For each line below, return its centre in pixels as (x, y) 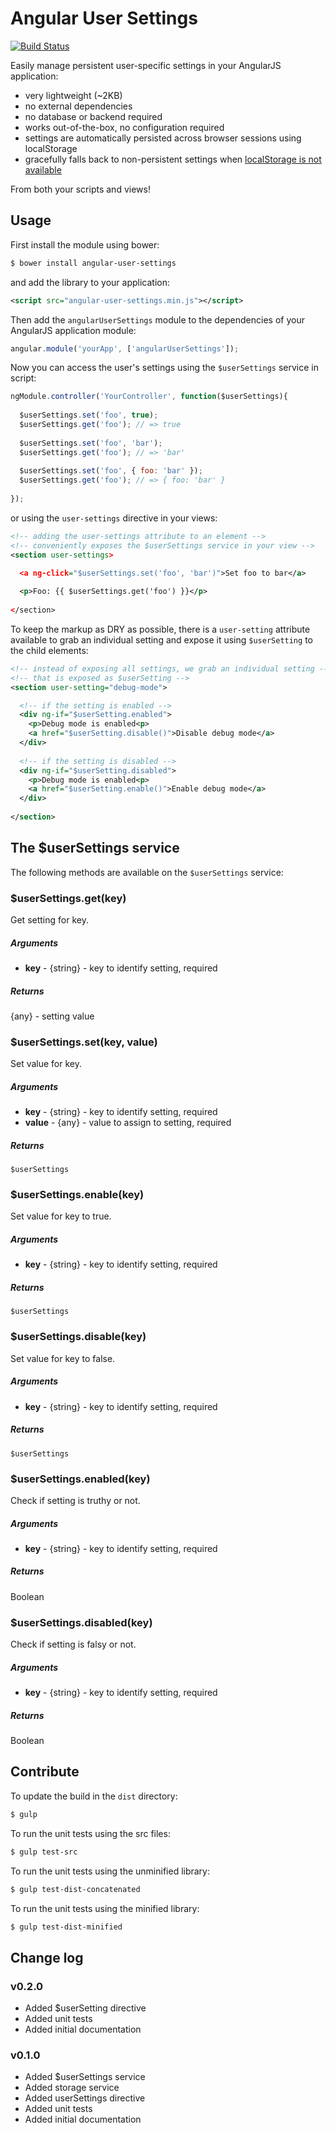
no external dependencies (78, 106)
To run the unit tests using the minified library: (105, 1908)
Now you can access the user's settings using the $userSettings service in (164, 368)
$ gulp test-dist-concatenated (75, 1889)
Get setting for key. (49, 919)
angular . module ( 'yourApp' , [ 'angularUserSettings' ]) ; (125, 348)
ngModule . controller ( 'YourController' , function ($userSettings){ (149, 397)
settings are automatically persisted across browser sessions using (163, 138)
